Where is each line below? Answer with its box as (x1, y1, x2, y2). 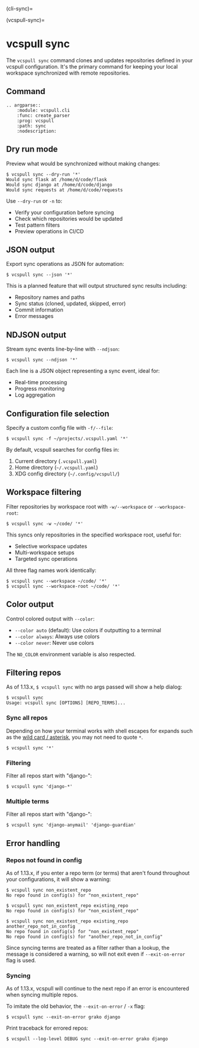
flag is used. (6, 957, 37, 964)
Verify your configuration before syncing (14, 208, 114, 216)
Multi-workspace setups (14, 549, 75, 556)
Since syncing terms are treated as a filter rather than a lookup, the (6, 944, 170, 951)
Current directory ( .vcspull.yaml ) (14, 458, 97, 464)
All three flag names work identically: (6, 567, 97, 574)
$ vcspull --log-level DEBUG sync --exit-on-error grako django (6, 1036, 168, 1042)
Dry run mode (6, 144, 58, 155)
